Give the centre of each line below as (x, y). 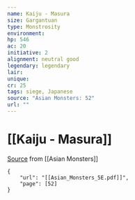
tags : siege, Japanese (40, 92)
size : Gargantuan (32, 20)
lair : (15, 72)
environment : (26, 33)
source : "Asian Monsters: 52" (51, 99)
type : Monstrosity (34, 27)
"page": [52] (39, 184)
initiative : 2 (28, 53)
